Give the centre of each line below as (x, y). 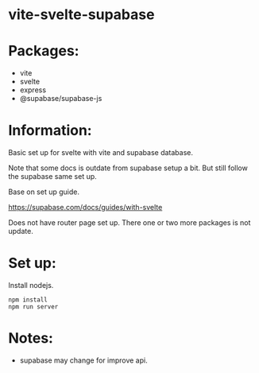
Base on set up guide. (44, 192)
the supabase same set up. (52, 177)
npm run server (33, 307)
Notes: (31, 338)
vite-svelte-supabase (81, 15)
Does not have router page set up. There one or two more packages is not (129, 223)
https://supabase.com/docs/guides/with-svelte (85, 208)
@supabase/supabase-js (61, 99)
